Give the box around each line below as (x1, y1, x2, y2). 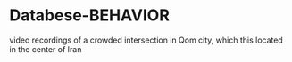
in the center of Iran (9, 43, 82, 54)
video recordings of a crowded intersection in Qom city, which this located (9, 35, 283, 45)
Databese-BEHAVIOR (9, 5, 170, 26)
